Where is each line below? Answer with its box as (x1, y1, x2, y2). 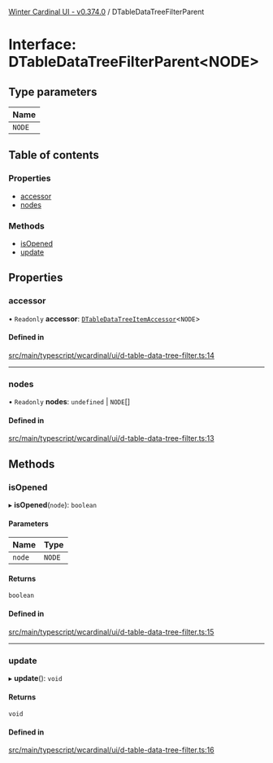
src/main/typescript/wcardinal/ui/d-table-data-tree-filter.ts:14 (8, 350, 215, 360)
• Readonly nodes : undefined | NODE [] (8, 397, 131, 407)
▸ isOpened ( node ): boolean (8, 500, 97, 510)
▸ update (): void (8, 673, 63, 682)
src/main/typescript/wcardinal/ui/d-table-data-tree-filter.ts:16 (8, 745, 214, 755)
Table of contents (8, 148, 99, 162)
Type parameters (8, 85, 97, 98)
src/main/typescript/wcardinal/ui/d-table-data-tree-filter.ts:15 (8, 626, 214, 637)
